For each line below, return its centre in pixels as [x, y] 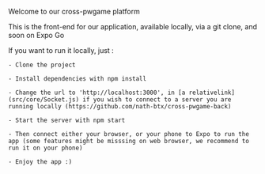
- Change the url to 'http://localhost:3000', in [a [97, 93]
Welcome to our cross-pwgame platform [74, 11]
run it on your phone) [45, 148]
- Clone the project [42, 65]
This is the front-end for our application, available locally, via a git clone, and [133, 26]
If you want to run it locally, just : [61, 50]
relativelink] [212, 93]
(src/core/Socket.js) [44, 100]
